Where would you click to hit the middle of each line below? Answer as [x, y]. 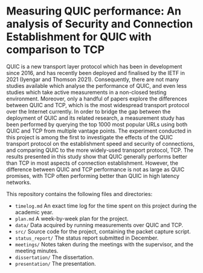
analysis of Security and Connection [100, 24]
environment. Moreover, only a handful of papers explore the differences [97, 99]
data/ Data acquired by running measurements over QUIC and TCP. [99, 225]
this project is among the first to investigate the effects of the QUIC [90, 137]
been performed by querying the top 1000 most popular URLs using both [97, 124]
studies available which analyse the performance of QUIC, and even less [97, 85]
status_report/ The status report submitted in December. [87, 238]
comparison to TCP [55, 50]
